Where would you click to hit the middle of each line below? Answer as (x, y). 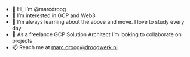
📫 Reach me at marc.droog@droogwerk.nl (65, 47)
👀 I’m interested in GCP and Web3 (53, 15)
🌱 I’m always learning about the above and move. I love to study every (98, 22)
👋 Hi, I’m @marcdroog (39, 9)
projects (22, 41)
